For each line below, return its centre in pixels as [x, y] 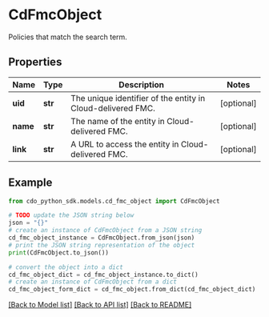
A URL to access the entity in [125, 144]
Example [30, 183]
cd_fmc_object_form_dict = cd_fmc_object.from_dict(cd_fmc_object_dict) [132, 290]
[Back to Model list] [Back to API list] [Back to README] [100, 305]
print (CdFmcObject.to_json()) [59, 253]
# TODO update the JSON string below [71, 215]
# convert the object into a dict [66, 267]
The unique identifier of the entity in [138, 98]
